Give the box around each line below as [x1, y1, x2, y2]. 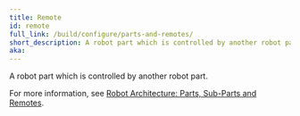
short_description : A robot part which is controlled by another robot [9, 37, 281, 47]
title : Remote [9, 12, 62, 22]
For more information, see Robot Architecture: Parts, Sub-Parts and [9, 88, 257, 99]
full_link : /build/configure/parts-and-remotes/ [9, 29, 194, 38]
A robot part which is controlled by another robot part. [9, 70, 208, 81]
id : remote [9, 21, 50, 30]
